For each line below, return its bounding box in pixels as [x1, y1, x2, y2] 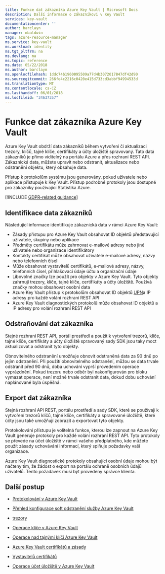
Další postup [5, 483, 45, 492]
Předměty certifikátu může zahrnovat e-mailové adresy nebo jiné [12, 242, 145, 248]
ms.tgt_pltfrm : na [5, 49, 43, 54]
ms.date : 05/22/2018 [5, 63, 48, 68]
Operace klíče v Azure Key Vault [12, 525, 78, 531]
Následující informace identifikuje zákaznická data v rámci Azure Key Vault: [5, 222, 159, 227]
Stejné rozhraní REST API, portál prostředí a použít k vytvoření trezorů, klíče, [5, 333, 161, 339]
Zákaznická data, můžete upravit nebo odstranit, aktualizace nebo [5, 159, 140, 165]
